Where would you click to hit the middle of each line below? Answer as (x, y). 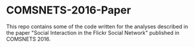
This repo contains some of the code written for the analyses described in (97, 26)
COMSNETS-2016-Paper (69, 10)
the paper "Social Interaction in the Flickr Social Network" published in (93, 32)
